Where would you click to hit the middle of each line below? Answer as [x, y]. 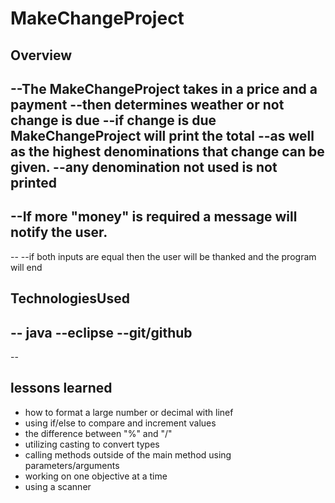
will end [26, 267]
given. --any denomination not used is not [144, 167]
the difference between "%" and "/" [98, 433]
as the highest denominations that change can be [167, 151]
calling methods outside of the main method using [128, 454]
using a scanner [58, 486]
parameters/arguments [72, 465]
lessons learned [61, 388]
